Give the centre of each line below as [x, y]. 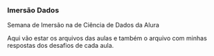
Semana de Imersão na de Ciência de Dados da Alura [83, 25]
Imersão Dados [33, 10]
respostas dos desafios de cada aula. [61, 46]
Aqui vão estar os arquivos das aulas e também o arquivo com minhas [107, 38]
